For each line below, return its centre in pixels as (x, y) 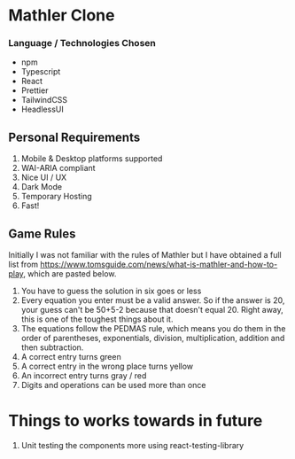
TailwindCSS (44, 100)
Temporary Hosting (56, 197)
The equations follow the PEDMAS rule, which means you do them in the (153, 329)
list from (23, 265)
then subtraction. (52, 347)
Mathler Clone (62, 16)
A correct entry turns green (71, 357)
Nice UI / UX (44, 177)
